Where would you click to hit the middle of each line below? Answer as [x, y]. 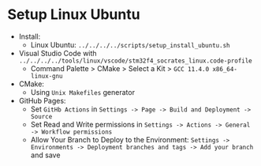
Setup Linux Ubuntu [74, 15]
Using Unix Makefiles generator [83, 92]
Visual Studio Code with [58, 53]
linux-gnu [47, 76]
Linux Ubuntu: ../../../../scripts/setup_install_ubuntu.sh [130, 44]
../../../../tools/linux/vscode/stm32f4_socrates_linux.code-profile [136, 61]
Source [41, 116]
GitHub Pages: [42, 100]
